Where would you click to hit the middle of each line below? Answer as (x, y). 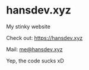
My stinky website (28, 26)
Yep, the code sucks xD (35, 61)
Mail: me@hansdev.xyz (35, 49)
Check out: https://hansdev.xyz (44, 38)
